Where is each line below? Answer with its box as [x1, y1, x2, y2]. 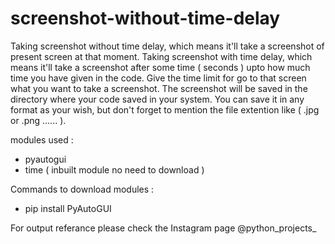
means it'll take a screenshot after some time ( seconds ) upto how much [10, 61, 311, 73]
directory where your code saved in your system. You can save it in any [10, 93, 305, 105]
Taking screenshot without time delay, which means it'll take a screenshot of [10, 40, 325, 52]
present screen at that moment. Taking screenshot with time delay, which [10, 50, 313, 62]
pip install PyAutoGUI [24, 202, 112, 214]
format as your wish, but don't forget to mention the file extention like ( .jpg [10, 103, 320, 116]
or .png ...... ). [10, 114, 67, 126]
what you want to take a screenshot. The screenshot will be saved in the [10, 82, 308, 94]
